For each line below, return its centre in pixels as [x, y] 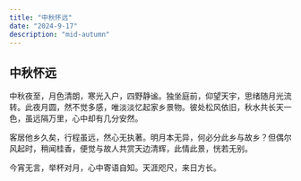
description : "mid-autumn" [60, 34]
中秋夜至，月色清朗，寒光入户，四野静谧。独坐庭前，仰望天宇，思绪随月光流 [150, 96]
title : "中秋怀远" [41, 17]
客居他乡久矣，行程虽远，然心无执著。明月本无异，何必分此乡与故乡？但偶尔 [150, 138]
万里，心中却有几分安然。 [95, 118]
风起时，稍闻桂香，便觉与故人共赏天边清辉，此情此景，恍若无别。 [131, 149]
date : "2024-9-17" [43, 26]
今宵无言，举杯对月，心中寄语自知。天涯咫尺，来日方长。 [115, 168]
